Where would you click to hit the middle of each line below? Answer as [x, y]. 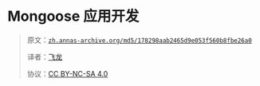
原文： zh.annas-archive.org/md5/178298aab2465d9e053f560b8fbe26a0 [139, 40]
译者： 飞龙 [45, 57]
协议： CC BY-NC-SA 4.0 [67, 73]
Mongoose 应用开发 [73, 16]
